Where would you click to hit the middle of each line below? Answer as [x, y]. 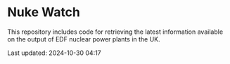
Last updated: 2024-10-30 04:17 [55, 53]
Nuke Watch [44, 12]
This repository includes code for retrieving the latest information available [115, 32]
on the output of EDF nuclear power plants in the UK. [84, 39]
